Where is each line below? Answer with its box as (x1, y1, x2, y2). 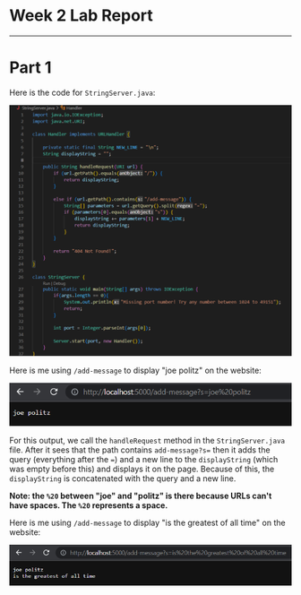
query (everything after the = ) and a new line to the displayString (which (9, 454, 279, 465)
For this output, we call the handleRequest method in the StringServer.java (9, 435, 285, 446)
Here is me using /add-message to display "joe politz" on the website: (9, 365, 262, 375)
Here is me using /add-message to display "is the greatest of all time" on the (9, 517, 286, 529)
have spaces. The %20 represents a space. (9, 500, 168, 511)
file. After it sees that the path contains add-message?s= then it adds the (9, 444, 271, 455)
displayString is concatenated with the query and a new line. (9, 473, 236, 484)
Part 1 (9, 57, 52, 78)
